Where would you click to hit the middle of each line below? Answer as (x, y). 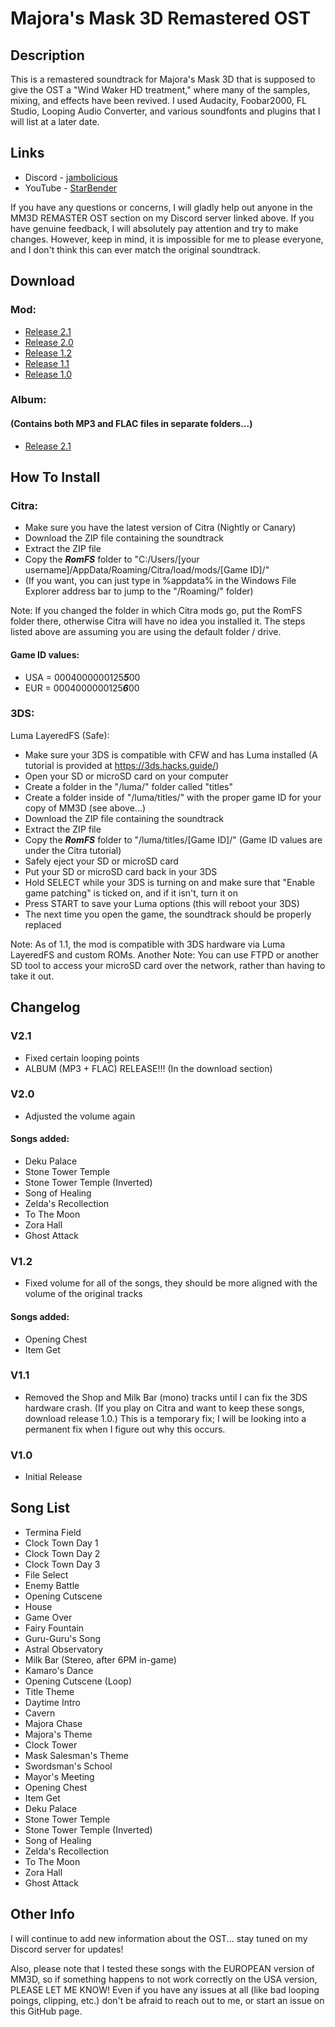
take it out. (32, 976)
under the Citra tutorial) (73, 850)
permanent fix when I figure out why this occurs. (125, 1429)
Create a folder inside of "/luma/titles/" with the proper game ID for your (173, 797)
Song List (40, 1508)
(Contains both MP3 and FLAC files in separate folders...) (131, 424)
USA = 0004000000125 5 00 (82, 677)
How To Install (55, 477)
